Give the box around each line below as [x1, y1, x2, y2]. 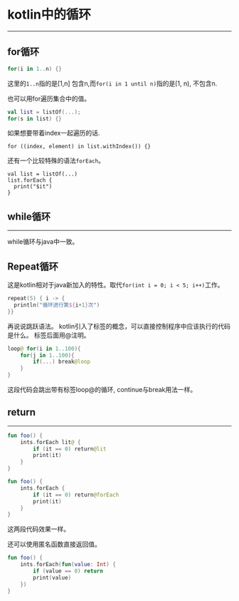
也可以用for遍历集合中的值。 [7, 94, 91, 103]
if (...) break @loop [33, 358, 91, 366]
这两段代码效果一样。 [7, 525, 70, 533]
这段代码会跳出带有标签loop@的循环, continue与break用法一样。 [7, 386, 197, 394]
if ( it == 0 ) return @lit [33, 445, 107, 453]
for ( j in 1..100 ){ [20, 351, 75, 359]
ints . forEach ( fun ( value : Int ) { [20, 561, 116, 568]
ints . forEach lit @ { [20, 438, 81, 446]
